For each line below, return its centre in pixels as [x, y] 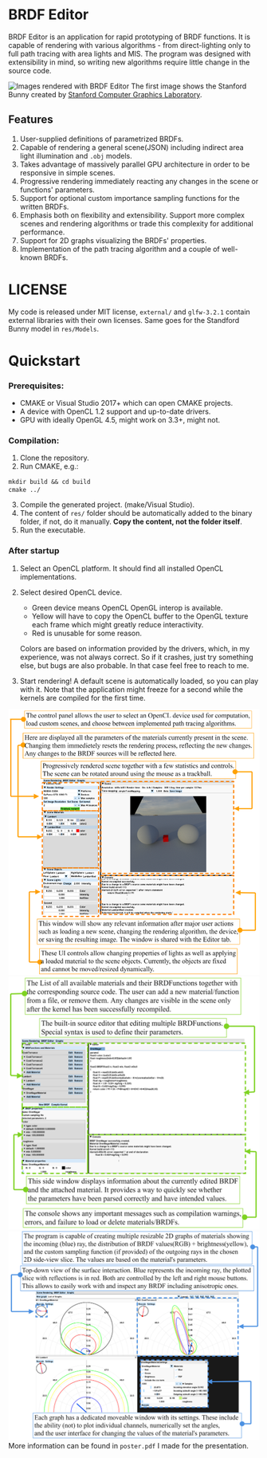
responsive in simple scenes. [67, 172]
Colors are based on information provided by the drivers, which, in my [135, 648]
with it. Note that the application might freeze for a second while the [131, 689]
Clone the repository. [54, 458]
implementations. [48, 576]
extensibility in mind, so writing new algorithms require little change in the [129, 62]
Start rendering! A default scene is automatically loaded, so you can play [139, 681]
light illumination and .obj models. [76, 155]
